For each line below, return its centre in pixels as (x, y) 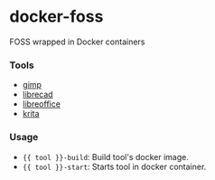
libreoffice (42, 104)
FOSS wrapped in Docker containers (77, 42)
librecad (37, 95)
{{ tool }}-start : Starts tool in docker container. (114, 166)
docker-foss (56, 17)
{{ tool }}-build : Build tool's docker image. (106, 156)
